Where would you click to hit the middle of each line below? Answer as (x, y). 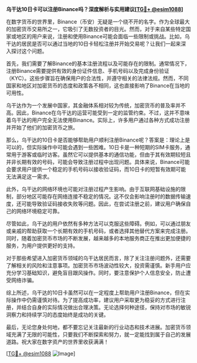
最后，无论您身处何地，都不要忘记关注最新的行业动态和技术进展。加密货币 (96, 327)
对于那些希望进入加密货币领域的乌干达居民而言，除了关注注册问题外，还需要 (98, 258)
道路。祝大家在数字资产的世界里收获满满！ (57, 342)
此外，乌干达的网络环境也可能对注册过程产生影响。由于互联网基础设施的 (93, 189)
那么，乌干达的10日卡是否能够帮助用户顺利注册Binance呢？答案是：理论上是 (98, 140)
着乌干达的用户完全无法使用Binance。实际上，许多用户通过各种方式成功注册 (98, 120)
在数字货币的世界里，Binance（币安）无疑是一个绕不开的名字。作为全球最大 (98, 22)
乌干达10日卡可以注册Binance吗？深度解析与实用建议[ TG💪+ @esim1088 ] (95, 9)
